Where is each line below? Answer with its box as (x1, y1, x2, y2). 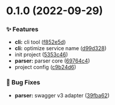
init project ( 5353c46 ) (14, 51, 68, 58)
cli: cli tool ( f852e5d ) (14, 38, 66, 45)
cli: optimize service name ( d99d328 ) (14, 45, 107, 52)
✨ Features (6, 25, 39, 34)
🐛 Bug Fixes (6, 78, 40, 87)
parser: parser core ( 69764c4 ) (14, 57, 90, 64)
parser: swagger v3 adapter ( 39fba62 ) (14, 91, 110, 99)
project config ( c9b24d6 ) (14, 64, 77, 71)
